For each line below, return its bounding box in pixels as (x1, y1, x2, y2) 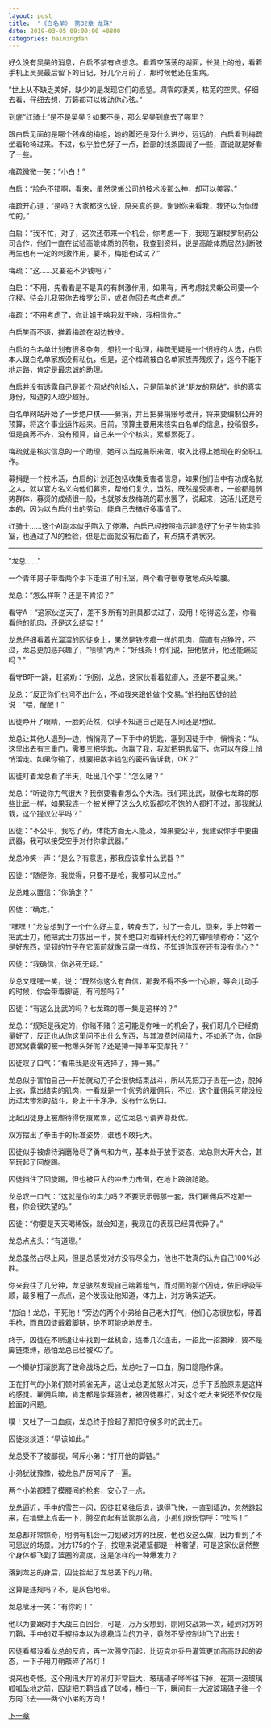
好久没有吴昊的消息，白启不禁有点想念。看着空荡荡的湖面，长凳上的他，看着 (8, 57, 263, 67)
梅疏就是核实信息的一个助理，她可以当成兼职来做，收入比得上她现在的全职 (8, 446, 256, 457)
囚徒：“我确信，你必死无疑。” (8, 959, 103, 969)
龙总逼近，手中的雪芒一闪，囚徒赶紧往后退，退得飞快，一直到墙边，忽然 (8, 1503, 248, 1512)
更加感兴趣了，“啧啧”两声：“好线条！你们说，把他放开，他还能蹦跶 (35, 645, 258, 655)
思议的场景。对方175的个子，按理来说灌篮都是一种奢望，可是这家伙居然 (15, 1540, 252, 1550)
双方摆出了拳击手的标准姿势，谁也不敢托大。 (8, 1130, 157, 1140)
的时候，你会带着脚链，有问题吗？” (8, 987, 125, 997)
